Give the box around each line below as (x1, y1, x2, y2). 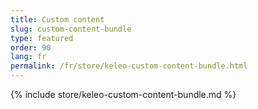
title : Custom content (10, 14, 105, 25)
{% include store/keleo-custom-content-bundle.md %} (10, 89, 237, 100)
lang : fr (10, 52, 47, 62)
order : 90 (10, 42, 52, 53)
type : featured (10, 33, 74, 43)
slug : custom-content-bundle (10, 24, 132, 34)
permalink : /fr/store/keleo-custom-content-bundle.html (10, 61, 248, 71)
